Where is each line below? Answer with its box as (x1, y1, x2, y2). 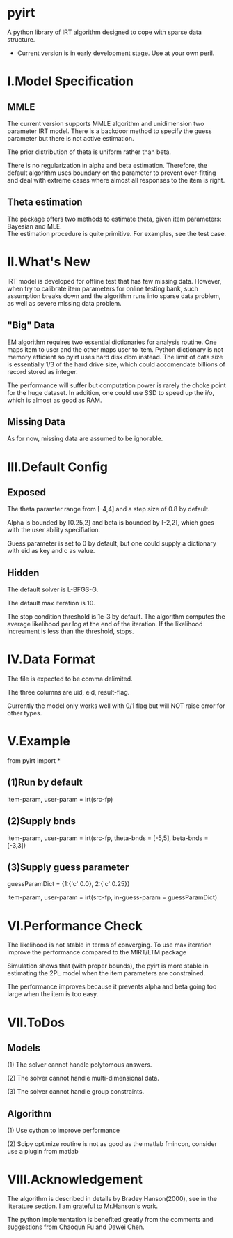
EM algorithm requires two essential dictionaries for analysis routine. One (7, 338, 217, 346)
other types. (7, 709, 42, 718)
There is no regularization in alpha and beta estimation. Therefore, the (7, 161, 207, 169)
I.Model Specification (7, 73, 134, 89)
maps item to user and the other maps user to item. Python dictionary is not (7, 345, 224, 353)
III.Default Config (7, 458, 108, 474)
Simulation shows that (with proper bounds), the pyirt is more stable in (7, 961, 209, 970)
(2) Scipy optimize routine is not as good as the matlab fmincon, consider (7, 1140, 218, 1148)
